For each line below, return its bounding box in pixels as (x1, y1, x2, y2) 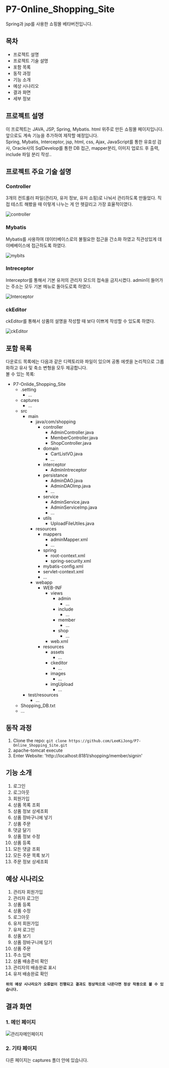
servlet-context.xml (43, 568, 84, 574)
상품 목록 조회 (13, 802, 40, 808)
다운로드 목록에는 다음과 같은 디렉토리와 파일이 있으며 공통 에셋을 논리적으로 (6, 358, 155, 364)
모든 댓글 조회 (13, 846, 40, 852)
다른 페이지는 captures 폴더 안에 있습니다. (6, 1057, 89, 1063)
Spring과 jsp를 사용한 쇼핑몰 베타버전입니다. (6, 21, 93, 27)
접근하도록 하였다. (31, 242, 67, 248)
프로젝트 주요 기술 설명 (6, 167, 72, 176)
